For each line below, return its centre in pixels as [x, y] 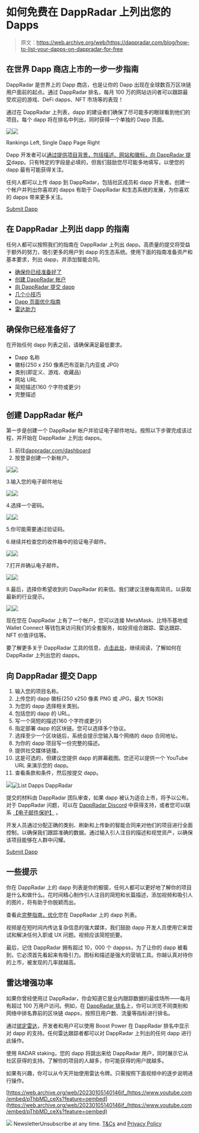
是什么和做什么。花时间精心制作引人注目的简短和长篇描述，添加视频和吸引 [97, 894]
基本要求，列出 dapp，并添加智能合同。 [55, 259]
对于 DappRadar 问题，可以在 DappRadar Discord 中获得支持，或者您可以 [96, 805]
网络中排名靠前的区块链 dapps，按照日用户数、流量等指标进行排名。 [90, 1013]
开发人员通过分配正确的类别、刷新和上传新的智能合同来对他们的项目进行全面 [99, 825]
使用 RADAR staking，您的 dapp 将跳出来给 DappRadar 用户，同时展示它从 [97, 1053]
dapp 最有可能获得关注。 [36, 169]
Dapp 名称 [27, 357]
